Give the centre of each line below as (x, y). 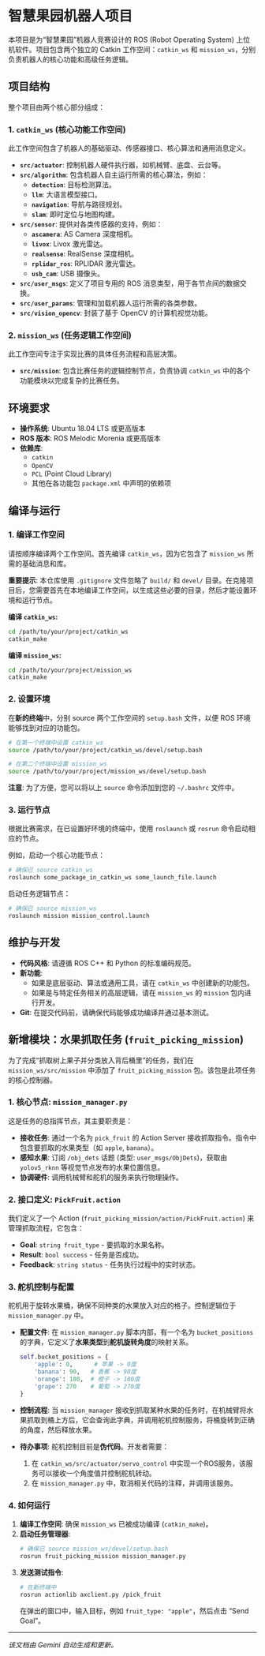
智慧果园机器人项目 (71, 16)
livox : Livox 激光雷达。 (69, 244)
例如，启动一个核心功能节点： (56, 855)
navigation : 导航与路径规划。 (79, 204)
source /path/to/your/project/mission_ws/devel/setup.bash (107, 772)
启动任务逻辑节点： (39, 894)
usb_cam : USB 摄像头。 (68, 274)
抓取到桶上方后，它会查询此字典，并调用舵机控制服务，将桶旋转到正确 (140, 1420)
